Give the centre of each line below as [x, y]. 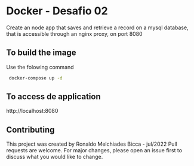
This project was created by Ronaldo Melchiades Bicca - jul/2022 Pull [92, 144]
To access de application [53, 97]
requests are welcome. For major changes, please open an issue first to [94, 150]
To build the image [41, 53]
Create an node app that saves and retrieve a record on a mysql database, [98, 27]
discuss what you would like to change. [55, 157]
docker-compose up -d [36, 78]
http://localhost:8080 [32, 111]
